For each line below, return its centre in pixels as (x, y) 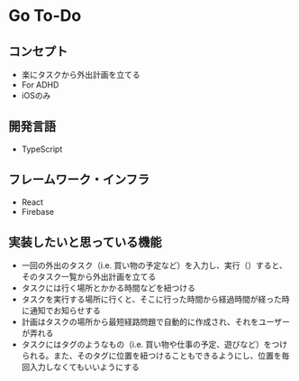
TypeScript (42, 149)
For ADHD (40, 85)
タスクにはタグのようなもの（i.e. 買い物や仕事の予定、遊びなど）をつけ (154, 345)
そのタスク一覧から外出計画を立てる (89, 277)
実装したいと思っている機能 (85, 242)
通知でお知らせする (65, 311)
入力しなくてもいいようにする (85, 367)
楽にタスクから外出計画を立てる (81, 74)
